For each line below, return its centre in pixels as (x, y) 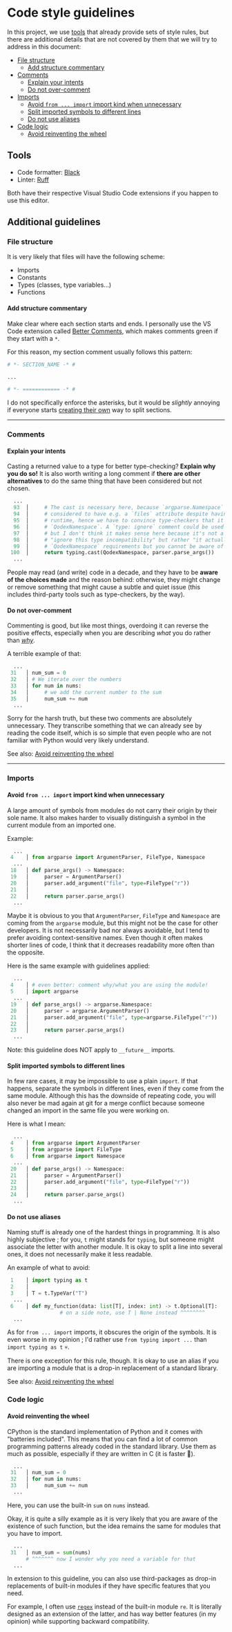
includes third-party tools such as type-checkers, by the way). (96, 594)
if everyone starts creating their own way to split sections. (90, 410)
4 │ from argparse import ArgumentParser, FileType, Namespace (108, 858)
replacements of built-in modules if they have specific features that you (109, 1586)
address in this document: (44, 46)
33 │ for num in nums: (46, 686)
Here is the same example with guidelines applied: (79, 966)
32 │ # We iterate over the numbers (66, 680)
